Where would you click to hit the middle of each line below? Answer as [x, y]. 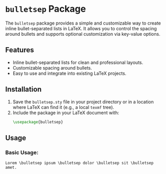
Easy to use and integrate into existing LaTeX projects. [69, 73]
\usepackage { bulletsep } [38, 122]
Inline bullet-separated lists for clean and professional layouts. [78, 62]
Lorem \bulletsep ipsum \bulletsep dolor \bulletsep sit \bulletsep [79, 163]
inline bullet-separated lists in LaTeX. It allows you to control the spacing [81, 28]
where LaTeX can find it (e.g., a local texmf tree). [63, 107]
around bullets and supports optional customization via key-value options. [83, 34]
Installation [23, 89]
